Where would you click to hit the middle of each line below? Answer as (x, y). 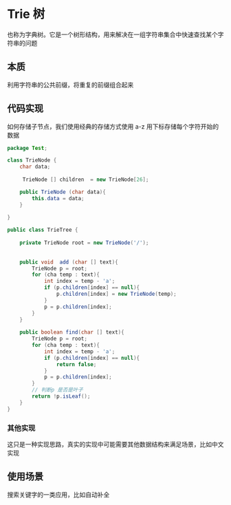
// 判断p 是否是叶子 (58, 390)
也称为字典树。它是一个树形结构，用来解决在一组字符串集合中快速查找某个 (112, 34)
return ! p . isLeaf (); (61, 396)
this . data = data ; (58, 198)
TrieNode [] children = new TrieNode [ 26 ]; (86, 180)
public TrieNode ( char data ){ (63, 192)
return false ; (76, 364)
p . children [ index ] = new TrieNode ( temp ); (116, 294)
